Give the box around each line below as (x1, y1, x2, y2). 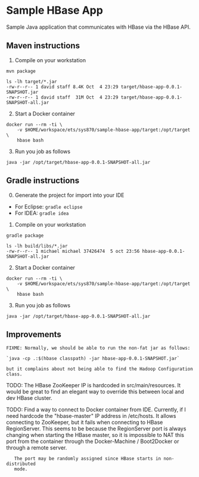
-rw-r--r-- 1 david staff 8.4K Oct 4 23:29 (6, 84, 119, 90)
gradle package (6, 233, 44, 239)
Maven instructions (6, 41, 80, 51)
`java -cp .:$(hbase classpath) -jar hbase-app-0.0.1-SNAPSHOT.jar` (6, 356, 180, 362)
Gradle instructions (6, 176, 79, 186)
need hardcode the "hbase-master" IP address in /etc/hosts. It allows (6, 412, 176, 420)
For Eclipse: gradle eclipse (14, 203, 83, 210)
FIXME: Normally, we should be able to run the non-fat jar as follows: (6, 345, 191, 351)
